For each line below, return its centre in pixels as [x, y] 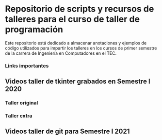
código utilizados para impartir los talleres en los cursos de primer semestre [81, 48]
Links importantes [27, 65]
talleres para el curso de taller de [72, 19]
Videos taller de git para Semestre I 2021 [67, 132]
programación [34, 30]
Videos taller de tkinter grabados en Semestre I [78, 82]
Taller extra [19, 116]
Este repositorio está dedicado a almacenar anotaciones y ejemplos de [76, 43]
